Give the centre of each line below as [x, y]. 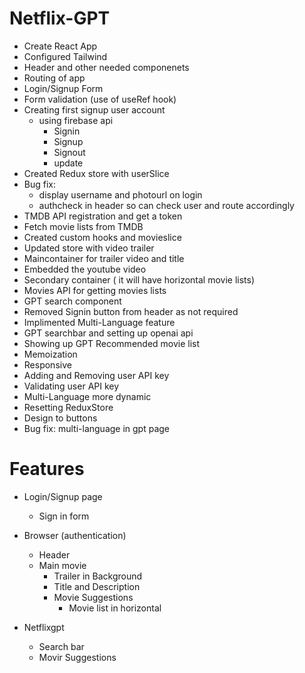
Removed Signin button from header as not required [131, 311]
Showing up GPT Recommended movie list [112, 343]
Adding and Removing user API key [96, 375]
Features [47, 469]
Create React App [60, 46]
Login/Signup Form [63, 88]
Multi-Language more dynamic [87, 396]
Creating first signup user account [94, 109]
